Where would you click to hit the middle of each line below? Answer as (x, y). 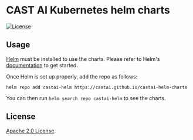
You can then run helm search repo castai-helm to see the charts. (86, 98)
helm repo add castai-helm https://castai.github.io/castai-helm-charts (97, 87)
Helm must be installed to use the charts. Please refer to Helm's (83, 59)
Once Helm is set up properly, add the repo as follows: (72, 76)
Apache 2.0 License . (31, 131)
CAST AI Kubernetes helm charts (88, 10)
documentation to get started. (42, 65)
